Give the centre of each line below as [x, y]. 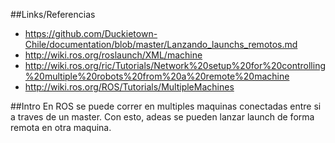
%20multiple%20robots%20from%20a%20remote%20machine [157, 76]
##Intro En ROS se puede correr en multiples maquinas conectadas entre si [166, 106]
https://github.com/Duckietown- [91, 33]
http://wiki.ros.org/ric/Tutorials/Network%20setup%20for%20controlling [175, 65]
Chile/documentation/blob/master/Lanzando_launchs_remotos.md [161, 44]
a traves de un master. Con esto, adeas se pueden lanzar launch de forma [162, 117]
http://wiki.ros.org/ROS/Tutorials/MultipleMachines [129, 87]
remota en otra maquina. [61, 127]
